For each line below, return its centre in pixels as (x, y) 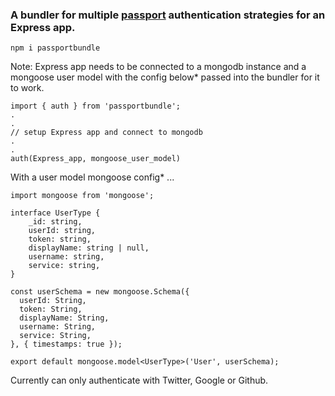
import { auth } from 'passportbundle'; (96, 106)
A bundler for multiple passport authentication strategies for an (168, 15)
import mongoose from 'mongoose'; (82, 196)
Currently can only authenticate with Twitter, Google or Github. (139, 380)
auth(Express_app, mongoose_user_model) (96, 159)
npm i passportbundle (55, 48)
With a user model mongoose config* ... (92, 177)
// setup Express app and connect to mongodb (106, 133)
